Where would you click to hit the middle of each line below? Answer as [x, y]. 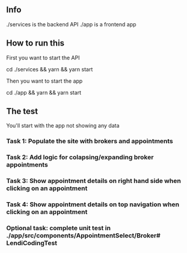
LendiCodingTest [32, 243]
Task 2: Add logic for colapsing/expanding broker [80, 157]
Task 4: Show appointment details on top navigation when [93, 204]
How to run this [35, 43]
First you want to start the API [43, 58]
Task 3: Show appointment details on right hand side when [94, 181]
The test [22, 111]
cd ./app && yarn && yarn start [44, 92]
